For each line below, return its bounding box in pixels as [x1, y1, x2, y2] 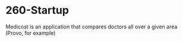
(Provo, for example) [5, 29, 56, 36]
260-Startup [5, 4, 70, 17]
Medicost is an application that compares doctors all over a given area [5, 23, 178, 30]
